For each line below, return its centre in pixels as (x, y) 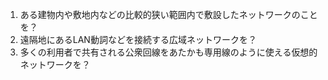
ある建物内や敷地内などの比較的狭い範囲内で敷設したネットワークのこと (168, 14)
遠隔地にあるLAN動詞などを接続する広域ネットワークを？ (138, 39)
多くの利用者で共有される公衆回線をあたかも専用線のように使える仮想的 (168, 52)
